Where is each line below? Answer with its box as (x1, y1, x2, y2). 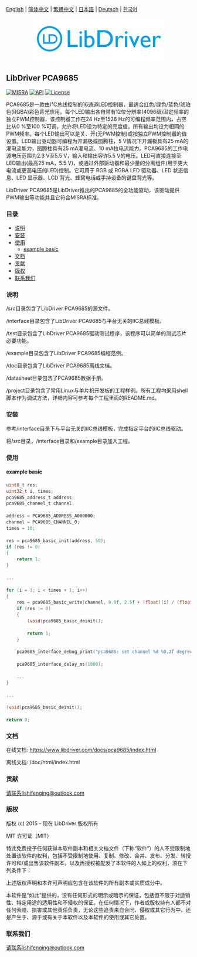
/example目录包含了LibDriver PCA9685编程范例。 (6, 350, 127, 357)
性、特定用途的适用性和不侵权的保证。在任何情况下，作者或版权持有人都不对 (6, 899, 191, 906)
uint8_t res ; (6, 482, 38, 488)
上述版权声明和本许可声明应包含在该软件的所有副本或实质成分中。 (6, 879, 165, 886)
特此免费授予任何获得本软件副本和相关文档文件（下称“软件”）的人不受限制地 (6, 844, 191, 852)
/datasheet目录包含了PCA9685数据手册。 (6, 374, 107, 382)
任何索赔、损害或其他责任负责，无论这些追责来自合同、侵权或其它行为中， (6, 906, 186, 913)
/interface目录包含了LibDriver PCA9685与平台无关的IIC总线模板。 (6, 318, 165, 325)
